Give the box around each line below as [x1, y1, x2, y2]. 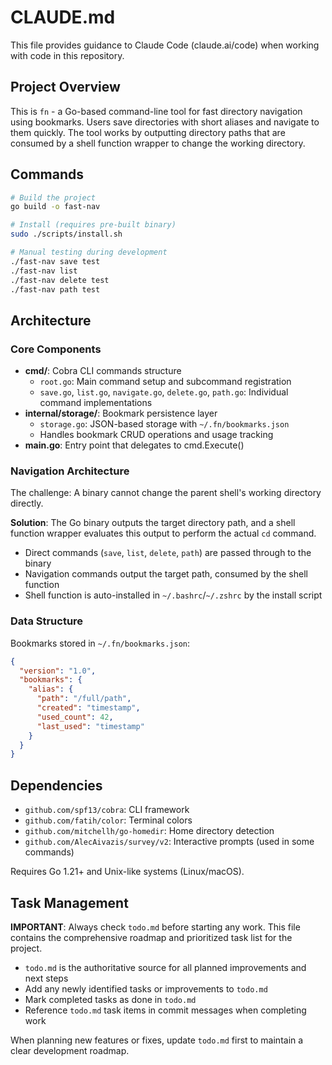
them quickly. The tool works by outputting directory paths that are [10, 126, 286, 138]
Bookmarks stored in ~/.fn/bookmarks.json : [10, 637, 191, 649]
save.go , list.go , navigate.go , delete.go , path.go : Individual [39, 386, 289, 398]
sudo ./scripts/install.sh [10, 229, 123, 240]
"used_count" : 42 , [36, 712, 114, 722]
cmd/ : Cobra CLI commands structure [24, 365, 182, 377]
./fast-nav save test [10, 256, 101, 266]
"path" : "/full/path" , [36, 694, 132, 704]
